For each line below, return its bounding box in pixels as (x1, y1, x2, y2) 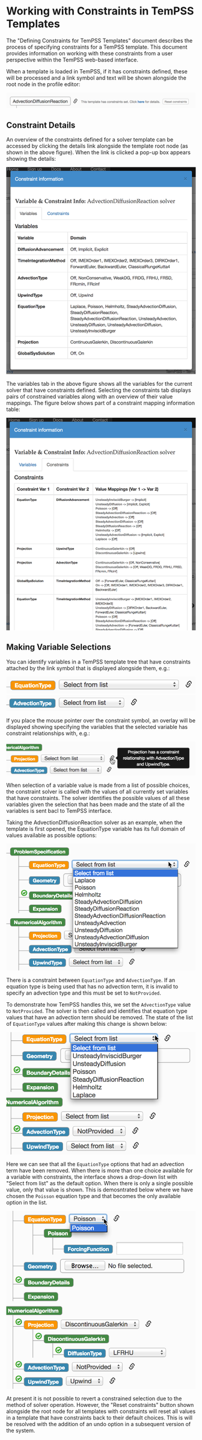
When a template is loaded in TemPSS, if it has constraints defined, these (6, 67, 188, 75)
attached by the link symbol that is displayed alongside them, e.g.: (6, 664, 170, 672)
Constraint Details (6, 120, 76, 130)
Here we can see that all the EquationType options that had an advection (6, 1161, 185, 1168)
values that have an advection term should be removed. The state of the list (6, 1013, 194, 1021)
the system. (6, 1427, 35, 1434)
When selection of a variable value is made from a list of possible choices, (6, 781, 191, 789)
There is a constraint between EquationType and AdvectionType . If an (6, 976, 176, 984)
